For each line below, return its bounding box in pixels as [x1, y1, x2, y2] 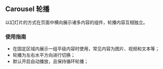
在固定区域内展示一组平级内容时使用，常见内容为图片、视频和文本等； [12, 46, 160, 52]
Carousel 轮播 [5, 5, 50, 14]
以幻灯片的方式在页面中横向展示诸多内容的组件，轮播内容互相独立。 [5, 19, 148, 25]
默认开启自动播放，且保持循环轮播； [12, 58, 89, 64]
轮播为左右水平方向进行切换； [12, 52, 75, 58]
